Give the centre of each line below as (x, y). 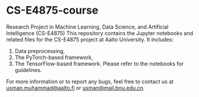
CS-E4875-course (52, 10)
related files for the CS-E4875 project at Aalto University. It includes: (90, 39)
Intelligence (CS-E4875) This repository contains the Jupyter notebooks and (99, 33)
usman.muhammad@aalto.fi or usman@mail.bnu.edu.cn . (75, 87)
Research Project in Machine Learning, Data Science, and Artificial (87, 27)
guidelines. (28, 70)
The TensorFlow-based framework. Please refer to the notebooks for (99, 64)
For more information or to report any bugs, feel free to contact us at (90, 82)
